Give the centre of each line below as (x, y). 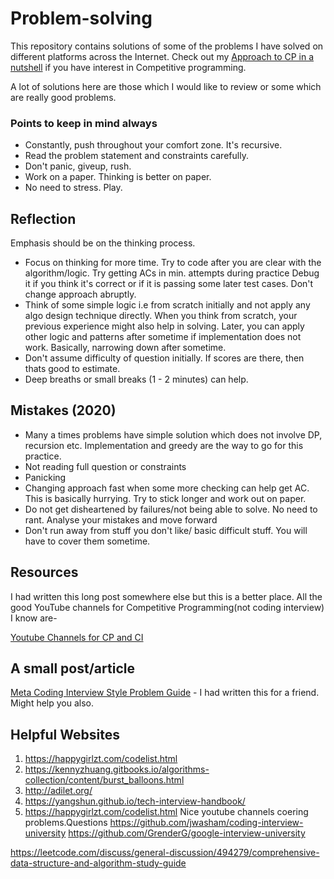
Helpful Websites (65, 734)
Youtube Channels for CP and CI (77, 637)
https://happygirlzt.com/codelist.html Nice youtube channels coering (166, 812)
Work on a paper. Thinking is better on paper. (118, 177)
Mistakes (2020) (63, 410)
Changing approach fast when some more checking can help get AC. (167, 488)
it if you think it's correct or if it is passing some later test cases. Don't (169, 284)
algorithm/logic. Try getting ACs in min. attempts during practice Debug (172, 273)
